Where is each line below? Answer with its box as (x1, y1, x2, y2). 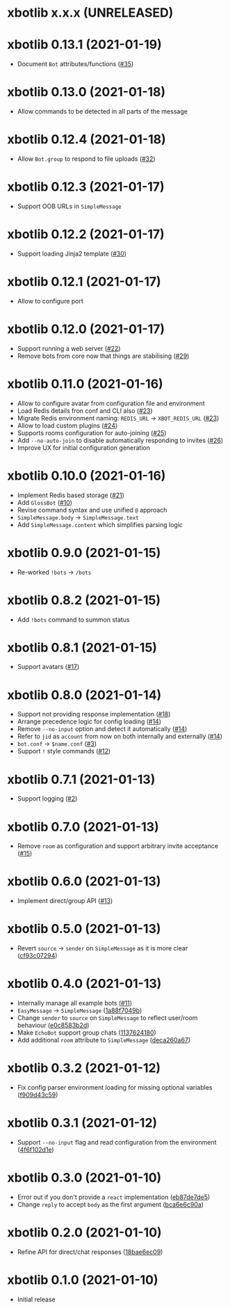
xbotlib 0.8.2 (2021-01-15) (7, 592, 161, 608)
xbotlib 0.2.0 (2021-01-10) (7, 1225, 162, 1241)
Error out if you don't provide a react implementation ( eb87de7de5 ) (17, 1193, 211, 1201)
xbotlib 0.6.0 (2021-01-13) (7, 874, 161, 889)
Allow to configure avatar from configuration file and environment (17, 399, 205, 407)
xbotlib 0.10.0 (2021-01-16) (7, 468, 166, 483)
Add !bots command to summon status (17, 615, 130, 624)
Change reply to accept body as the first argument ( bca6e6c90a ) (17, 1200, 204, 1209)
